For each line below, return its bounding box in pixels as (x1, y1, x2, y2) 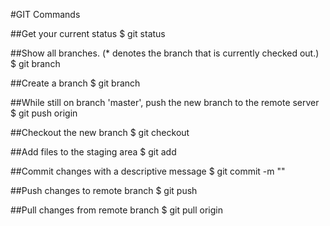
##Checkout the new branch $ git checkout (10, 127, 190, 138)
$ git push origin (10, 107, 78, 119)
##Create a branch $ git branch (10, 77, 141, 89)
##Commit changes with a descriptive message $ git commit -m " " (10, 165, 286, 177)
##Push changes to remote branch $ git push (10, 185, 198, 196)
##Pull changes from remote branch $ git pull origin (10, 204, 223, 216)
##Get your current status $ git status (10, 28, 166, 39)
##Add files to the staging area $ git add (10, 146, 177, 158)
